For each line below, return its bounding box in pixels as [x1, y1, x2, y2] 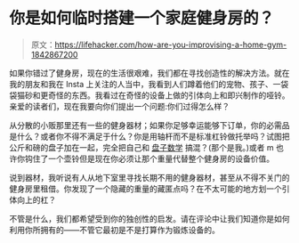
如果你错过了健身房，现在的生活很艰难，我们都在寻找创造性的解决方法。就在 [9, 68, 290, 78]
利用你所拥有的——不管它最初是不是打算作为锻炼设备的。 [9, 224, 220, 235]
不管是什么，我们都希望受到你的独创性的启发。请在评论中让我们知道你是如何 [9, 213, 290, 223]
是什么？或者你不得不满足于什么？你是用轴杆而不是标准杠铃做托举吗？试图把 [9, 131, 290, 142]
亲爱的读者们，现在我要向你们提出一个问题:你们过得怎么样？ [9, 101, 230, 111]
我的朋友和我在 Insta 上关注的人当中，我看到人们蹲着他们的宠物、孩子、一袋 [9, 78, 289, 89]
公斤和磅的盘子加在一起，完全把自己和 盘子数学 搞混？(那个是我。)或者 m [9, 142, 274, 152]
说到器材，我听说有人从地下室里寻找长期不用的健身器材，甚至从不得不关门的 [9, 172, 290, 182]
